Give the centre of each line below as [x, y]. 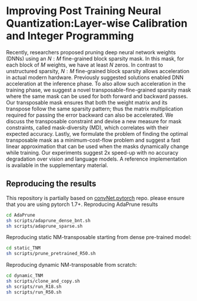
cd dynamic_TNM [25, 276]
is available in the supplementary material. [57, 165]
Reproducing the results [51, 184]
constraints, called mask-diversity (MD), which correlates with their [87, 127]
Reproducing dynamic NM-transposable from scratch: [71, 265]
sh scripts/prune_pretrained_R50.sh [51, 254]
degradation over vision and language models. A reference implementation [96, 159]
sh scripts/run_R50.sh [34, 292]
